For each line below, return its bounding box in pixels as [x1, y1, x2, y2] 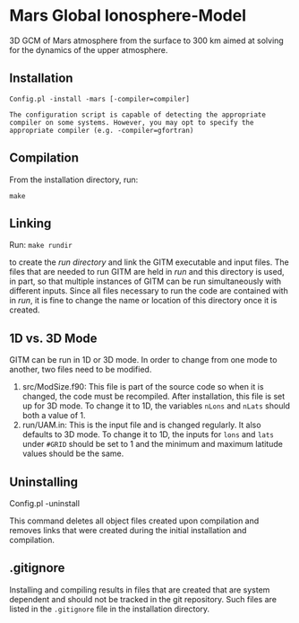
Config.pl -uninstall [9, 498, 81, 508]
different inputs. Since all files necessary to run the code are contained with [9, 285, 288, 296]
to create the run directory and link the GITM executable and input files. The [9, 257, 289, 268]
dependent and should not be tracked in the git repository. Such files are [9, 593, 278, 604]
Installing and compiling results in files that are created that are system [9, 584, 270, 595]
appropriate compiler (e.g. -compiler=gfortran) [9, 126, 194, 135]
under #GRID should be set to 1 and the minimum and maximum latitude [21, 439, 284, 450]
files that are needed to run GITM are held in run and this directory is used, [9, 267, 285, 277]
